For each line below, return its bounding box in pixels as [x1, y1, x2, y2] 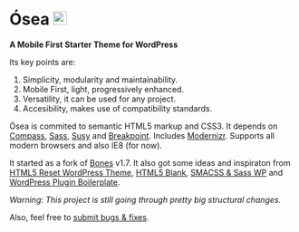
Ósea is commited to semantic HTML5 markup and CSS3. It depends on [9, 121, 278, 131]
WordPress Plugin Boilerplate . [9, 177, 121, 188]
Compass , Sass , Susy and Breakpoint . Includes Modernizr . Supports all [9, 130, 275, 140]
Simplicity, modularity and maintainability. [22, 73, 178, 85]
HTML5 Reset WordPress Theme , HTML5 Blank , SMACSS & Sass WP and [9, 167, 284, 178]
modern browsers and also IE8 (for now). [9, 140, 163, 150]
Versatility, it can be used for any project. [22, 93, 177, 104]
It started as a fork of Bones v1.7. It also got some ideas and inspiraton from [9, 157, 291, 168]
